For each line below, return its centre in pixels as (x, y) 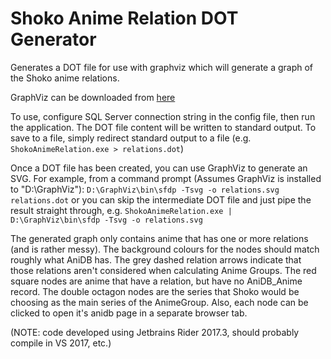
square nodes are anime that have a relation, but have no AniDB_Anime (156, 281)
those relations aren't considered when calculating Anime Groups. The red (163, 270)
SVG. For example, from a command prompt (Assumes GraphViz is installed (166, 178)
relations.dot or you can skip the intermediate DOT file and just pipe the (161, 199)
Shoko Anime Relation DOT (124, 18)
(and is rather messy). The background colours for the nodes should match (165, 249)
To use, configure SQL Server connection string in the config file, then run (163, 116)
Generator (53, 39)
